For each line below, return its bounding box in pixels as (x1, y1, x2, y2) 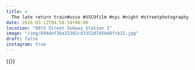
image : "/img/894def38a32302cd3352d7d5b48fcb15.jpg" (6, 31, 139, 36)
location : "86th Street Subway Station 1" (6, 25, 112, 31)
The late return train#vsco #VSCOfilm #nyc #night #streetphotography (11, 14, 189, 20)
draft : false (6, 36, 38, 42)
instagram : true (6, 42, 46, 48)
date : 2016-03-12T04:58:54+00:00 (6, 19, 89, 25)
